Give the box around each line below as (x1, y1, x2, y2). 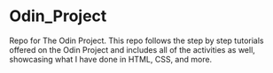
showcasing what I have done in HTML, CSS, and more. (9, 54, 213, 64)
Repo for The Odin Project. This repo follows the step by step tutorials (9, 35, 264, 46)
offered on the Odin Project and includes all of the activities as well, (9, 44, 255, 55)
